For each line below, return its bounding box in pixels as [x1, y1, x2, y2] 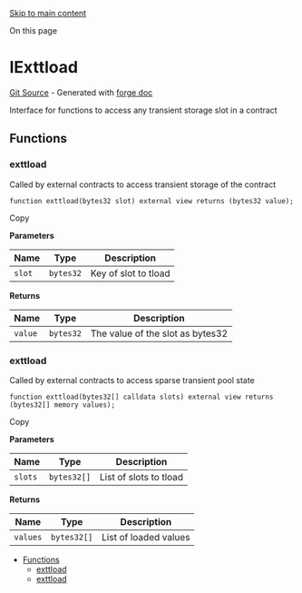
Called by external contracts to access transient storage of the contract [9, 179, 277, 190]
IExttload [9, 57, 79, 78]
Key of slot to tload [90, 267, 170, 280]
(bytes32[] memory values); [9, 400, 116, 410]
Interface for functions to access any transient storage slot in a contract [9, 104, 278, 115]
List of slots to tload [99, 470, 184, 483]
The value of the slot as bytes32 [90, 327, 229, 340]
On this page [9, 25, 57, 35]
